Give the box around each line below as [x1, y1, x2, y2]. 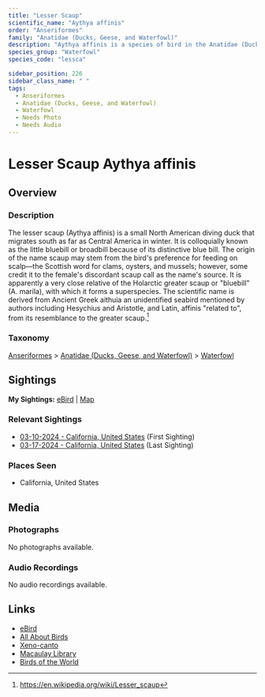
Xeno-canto [19, 640, 59, 650]
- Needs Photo [15, 114, 62, 122]
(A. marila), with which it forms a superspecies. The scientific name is [8, 286, 235, 296]
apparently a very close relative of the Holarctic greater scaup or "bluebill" [8, 278, 250, 288]
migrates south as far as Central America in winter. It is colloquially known [8, 236, 248, 245]
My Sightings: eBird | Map [8, 394, 95, 404]
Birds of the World [19, 657, 79, 666]
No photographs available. [8, 542, 94, 552]
